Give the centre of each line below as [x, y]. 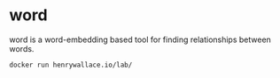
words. [22, 48]
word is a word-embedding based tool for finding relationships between [140, 39]
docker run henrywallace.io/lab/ [71, 65]
